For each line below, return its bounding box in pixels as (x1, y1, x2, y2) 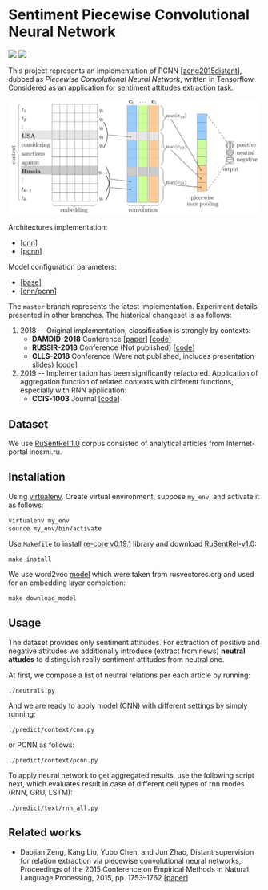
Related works (8, 826, 82, 839)
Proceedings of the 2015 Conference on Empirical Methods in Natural (19, 864, 250, 874)
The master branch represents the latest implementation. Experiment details (8, 302, 258, 311)
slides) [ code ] (31, 360, 78, 370)
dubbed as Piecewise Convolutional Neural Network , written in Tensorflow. (8, 74, 256, 83)
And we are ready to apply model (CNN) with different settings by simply (8, 701, 248, 710)
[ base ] (19, 278, 42, 287)
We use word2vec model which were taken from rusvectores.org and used (8, 569, 254, 579)
